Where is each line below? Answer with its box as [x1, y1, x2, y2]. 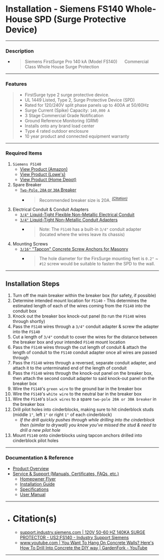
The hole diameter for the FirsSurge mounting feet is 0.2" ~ [39, 256, 159, 261]
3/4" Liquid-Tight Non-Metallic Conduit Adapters [19, 217, 118, 223]
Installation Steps [5, 280, 60, 288]
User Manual [19, 491, 46, 497]
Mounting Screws [12, 241, 48, 247]
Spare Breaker [12, 181, 42, 187]
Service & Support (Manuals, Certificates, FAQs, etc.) [12, 471, 119, 477]
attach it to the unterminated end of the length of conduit [12, 365, 127, 371]
